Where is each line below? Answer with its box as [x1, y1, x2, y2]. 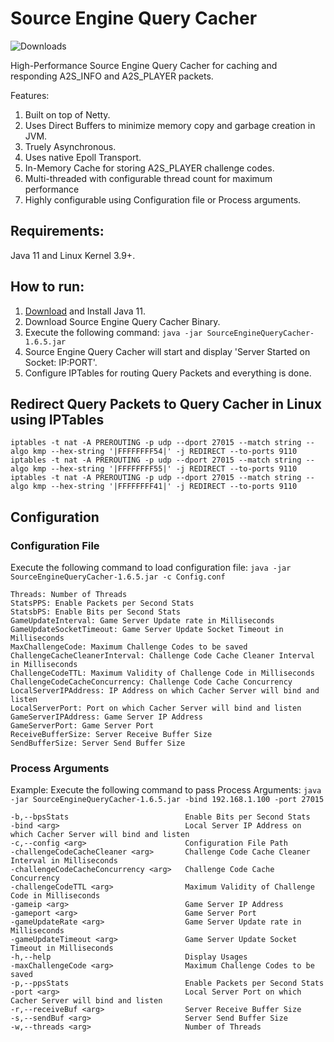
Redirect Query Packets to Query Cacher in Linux [10, 395, 322, 412]
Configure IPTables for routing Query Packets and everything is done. [24, 367, 312, 379]
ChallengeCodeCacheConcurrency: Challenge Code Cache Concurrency [10, 677, 293, 687]
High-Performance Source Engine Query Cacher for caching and [10, 59, 278, 71]
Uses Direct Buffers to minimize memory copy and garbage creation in [24, 119, 316, 131]
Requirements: [10, 223, 105, 240]
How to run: [10, 278, 85, 296]
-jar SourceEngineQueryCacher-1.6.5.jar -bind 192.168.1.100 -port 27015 [10, 795, 325, 805]
